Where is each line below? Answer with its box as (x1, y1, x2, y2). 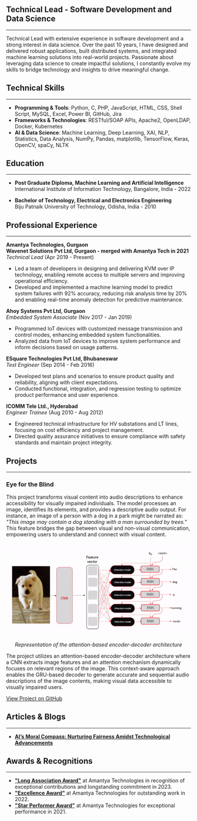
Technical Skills (6, 83, 65, 93)
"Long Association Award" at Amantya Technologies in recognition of (14, 777, 185, 784)
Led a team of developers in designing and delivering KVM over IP (14, 265, 175, 272)
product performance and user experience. (14, 391, 119, 398)
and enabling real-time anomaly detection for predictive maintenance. (14, 296, 184, 304)
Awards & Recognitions (6, 756, 93, 766)
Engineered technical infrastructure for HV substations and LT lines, (14, 420, 179, 427)
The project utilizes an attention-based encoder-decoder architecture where (6, 652, 191, 659)
